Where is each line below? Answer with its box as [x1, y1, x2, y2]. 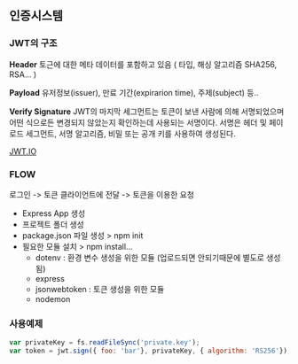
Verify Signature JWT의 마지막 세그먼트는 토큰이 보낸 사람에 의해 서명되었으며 [9, 105, 285, 117]
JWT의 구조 [9, 37, 58, 50]
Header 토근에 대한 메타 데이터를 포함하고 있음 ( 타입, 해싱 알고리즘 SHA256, [9, 58, 278, 69]
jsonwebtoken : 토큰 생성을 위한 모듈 [35, 283, 165, 294]
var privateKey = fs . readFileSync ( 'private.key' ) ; [9, 338, 200, 347]
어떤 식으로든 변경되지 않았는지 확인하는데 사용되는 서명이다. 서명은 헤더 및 [9, 117, 268, 128]
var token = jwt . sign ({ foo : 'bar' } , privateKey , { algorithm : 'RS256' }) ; [9, 346, 292, 356]
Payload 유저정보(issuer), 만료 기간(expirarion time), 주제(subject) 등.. [9, 87, 259, 97]
